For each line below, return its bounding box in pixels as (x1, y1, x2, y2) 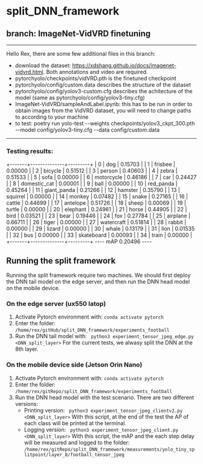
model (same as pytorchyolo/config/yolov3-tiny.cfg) (14, 94, 145, 101)
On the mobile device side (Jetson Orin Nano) (6, 360, 143, 369)
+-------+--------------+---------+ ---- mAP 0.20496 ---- (6, 238, 152, 245)
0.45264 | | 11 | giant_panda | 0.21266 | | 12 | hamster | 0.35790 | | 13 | (6, 187, 180, 194)
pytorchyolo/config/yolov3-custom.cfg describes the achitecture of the (14, 88, 193, 94)
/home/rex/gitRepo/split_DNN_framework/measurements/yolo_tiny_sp (24, 446, 195, 452)
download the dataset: (14, 62, 71, 69)
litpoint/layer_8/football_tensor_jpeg (24, 451, 125, 458)
